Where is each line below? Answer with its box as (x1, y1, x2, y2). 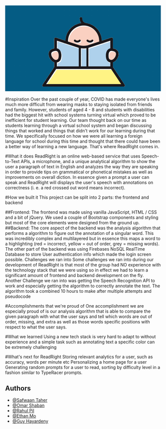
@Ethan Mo (12, 413, 36, 419)
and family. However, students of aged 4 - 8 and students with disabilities (5, 107, 155, 113)
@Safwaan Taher (12, 397, 48, 403)
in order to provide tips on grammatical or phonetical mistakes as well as (5, 169, 153, 175)
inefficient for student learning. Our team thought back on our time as (5, 117, 147, 123)
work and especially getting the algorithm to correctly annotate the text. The (5, 283, 161, 289)
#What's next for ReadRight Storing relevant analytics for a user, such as (5, 354, 153, 360)
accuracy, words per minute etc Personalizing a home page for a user (5, 359, 147, 365)
